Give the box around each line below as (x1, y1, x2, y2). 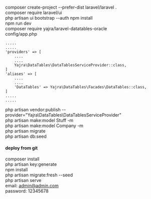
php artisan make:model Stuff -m (5, 118, 74, 123)
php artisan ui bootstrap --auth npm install (5, 15, 93, 21)
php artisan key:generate (5, 161, 57, 167)
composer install (5, 156, 40, 162)
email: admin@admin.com (5, 183, 59, 189)
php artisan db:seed (5, 133, 47, 139)
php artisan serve (5, 177, 42, 183)
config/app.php (5, 31, 38, 37)
